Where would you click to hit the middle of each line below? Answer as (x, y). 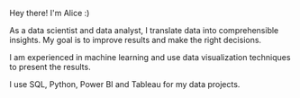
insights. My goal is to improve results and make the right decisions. (136, 40)
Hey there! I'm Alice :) (50, 13)
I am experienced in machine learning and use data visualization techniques (150, 57)
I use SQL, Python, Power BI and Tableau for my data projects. (125, 84)
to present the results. (50, 67)
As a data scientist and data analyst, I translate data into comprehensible (144, 30)
